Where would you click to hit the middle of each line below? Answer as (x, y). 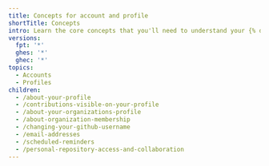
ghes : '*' (32, 53)
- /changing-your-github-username (73, 127)
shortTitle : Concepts (44, 23)
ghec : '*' (32, 61)
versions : (25, 38)
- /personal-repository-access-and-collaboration (100, 149)
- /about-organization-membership (73, 120)
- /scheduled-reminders (55, 142)
